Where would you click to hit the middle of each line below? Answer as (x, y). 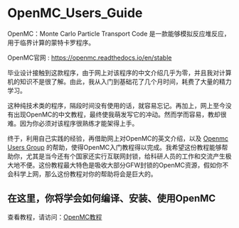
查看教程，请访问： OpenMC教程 (55, 217)
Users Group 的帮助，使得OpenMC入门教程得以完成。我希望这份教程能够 (115, 147)
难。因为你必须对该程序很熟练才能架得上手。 (73, 123)
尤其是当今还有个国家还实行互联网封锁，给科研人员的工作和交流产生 (126, 156)
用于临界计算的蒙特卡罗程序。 (51, 42)
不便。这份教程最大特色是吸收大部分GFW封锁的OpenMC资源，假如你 (121, 165)
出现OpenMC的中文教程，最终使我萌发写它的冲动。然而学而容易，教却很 (120, 114)
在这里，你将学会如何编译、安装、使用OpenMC (112, 199)
